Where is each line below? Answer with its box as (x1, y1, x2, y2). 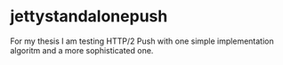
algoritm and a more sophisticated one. (10, 45, 154, 55)
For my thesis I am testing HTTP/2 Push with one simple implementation (10, 36, 274, 46)
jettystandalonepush (10, 6, 168, 27)
